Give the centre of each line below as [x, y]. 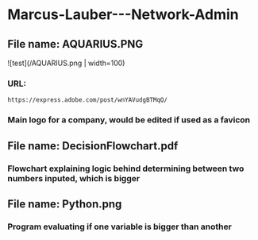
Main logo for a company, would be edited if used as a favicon [129, 120]
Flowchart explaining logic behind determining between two [126, 168]
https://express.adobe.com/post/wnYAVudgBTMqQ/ [88, 100]
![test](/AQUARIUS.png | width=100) [66, 63]
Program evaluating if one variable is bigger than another [119, 226]
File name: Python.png [65, 204]
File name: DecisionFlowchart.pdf [93, 146]
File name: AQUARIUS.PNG [75, 44]
